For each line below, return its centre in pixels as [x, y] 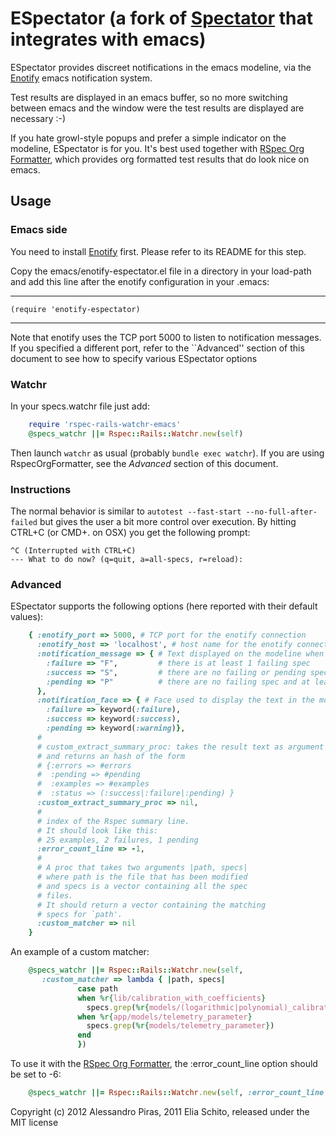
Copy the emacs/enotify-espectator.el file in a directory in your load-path [161, 271]
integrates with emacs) [108, 39]
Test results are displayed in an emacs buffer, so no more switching [149, 97]
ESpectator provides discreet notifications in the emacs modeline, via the [161, 67]
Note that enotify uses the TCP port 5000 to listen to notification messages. [166, 337]
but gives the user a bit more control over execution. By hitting [168, 521]
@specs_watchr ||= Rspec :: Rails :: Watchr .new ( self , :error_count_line [176, 1093]
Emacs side [39, 230]
